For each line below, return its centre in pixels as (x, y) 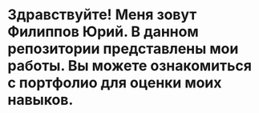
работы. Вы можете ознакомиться (129, 66)
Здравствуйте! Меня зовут (102, 15)
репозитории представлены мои (123, 49)
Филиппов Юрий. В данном (103, 32)
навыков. (40, 100)
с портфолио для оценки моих (115, 83)
